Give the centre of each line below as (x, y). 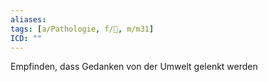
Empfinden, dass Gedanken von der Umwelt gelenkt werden (134, 67)
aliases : (28, 19)
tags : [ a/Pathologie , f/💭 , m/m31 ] (82, 29)
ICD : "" (26, 38)
